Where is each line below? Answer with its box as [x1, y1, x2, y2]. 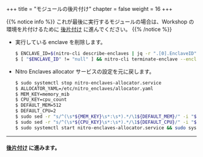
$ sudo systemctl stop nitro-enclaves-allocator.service [14, 80, 162, 86]
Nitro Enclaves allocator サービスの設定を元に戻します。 [14, 68, 155, 75]
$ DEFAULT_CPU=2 [14, 108, 56, 114]
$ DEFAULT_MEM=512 [14, 102, 62, 109]
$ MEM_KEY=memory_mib [14, 91, 69, 97]
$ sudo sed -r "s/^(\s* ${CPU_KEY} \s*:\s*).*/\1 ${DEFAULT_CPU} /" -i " [14, 119, 195, 125]
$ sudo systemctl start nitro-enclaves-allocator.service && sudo [14, 124, 186, 131]
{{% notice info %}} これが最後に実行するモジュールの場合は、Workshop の [6, 18, 195, 25]
